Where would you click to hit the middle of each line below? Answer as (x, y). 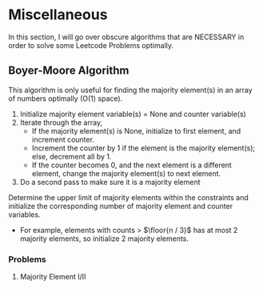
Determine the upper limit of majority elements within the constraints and (129, 197)
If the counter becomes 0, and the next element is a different (131, 165)
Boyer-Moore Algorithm (69, 71)
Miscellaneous (58, 15)
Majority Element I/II (53, 277)
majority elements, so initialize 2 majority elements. (104, 239)
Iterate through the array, (61, 122)
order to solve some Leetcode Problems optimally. (91, 45)
